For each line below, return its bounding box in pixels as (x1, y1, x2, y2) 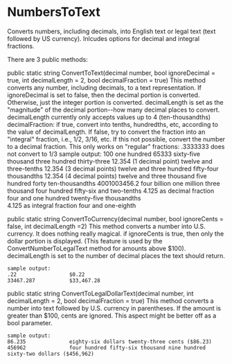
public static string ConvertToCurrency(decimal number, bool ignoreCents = (7, 214, 224, 223)
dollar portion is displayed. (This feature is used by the (7, 236, 163, 245)
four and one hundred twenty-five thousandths (7, 193, 141, 202)
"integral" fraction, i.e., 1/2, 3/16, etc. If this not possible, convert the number (7, 135, 226, 143)
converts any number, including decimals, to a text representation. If (7, 83, 202, 92)
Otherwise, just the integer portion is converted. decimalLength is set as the (7, 98, 224, 106)
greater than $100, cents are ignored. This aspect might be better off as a (7, 311, 217, 320)
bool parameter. (7, 318, 53, 327)
